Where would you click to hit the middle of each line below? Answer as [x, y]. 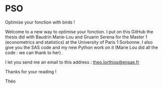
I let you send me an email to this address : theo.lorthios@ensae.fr [72, 62]
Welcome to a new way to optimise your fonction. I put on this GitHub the [79, 31]
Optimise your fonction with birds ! [40, 22]
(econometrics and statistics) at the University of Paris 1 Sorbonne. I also [79, 42]
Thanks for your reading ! [31, 71]
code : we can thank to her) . [34, 53]
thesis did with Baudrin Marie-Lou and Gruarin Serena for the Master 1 [76, 37]
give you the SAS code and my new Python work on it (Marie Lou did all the [82, 47]
